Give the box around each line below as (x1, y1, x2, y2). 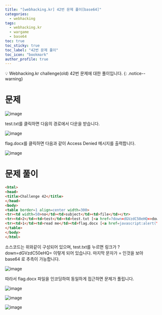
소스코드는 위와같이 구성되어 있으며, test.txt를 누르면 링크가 (5, 244, 117, 250)
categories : (5, 12, 29, 16)
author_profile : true (5, 57, 49, 62)
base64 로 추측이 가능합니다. (5, 256, 60, 262)
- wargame (9, 30, 29, 34)
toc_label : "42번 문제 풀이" (5, 47, 59, 52)
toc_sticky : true (5, 43, 40, 48)
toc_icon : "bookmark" (5, 52, 49, 57)
